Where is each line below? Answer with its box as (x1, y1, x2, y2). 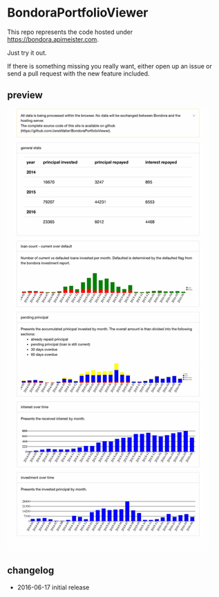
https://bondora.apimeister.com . (7, 35, 99, 43)
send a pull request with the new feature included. (7, 69, 150, 78)
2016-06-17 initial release (17, 583, 90, 591)
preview (7, 89, 43, 101)
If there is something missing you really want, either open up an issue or (7, 62, 213, 70)
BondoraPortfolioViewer (7, 5, 149, 21)
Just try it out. (7, 48, 47, 57)
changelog (7, 564, 55, 576)
